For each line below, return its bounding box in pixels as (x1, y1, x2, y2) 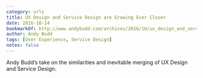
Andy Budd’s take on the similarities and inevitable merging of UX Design (6, 58, 188, 66)
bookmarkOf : (6, 25, 36, 32)
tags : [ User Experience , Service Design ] (6, 37, 112, 43)
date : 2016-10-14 (6, 20, 50, 26)
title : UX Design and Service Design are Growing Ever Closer (6, 14, 166, 20)
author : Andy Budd (6, 31, 53, 37)
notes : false (6, 43, 39, 49)
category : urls (6, 8, 45, 15)
